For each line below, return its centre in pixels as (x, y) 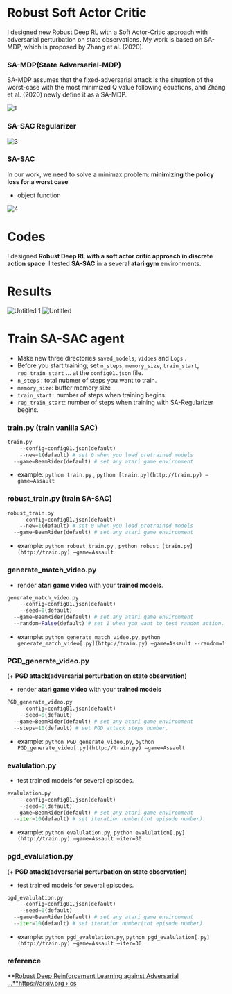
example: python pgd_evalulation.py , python (81, 936)
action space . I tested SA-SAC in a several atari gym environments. (104, 263)
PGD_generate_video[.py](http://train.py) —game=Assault (101, 748)
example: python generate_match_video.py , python (89, 636)
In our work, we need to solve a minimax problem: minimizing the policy (111, 174)
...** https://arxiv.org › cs (42, 984)
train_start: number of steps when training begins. (92, 395)
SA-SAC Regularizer (42, 126)
